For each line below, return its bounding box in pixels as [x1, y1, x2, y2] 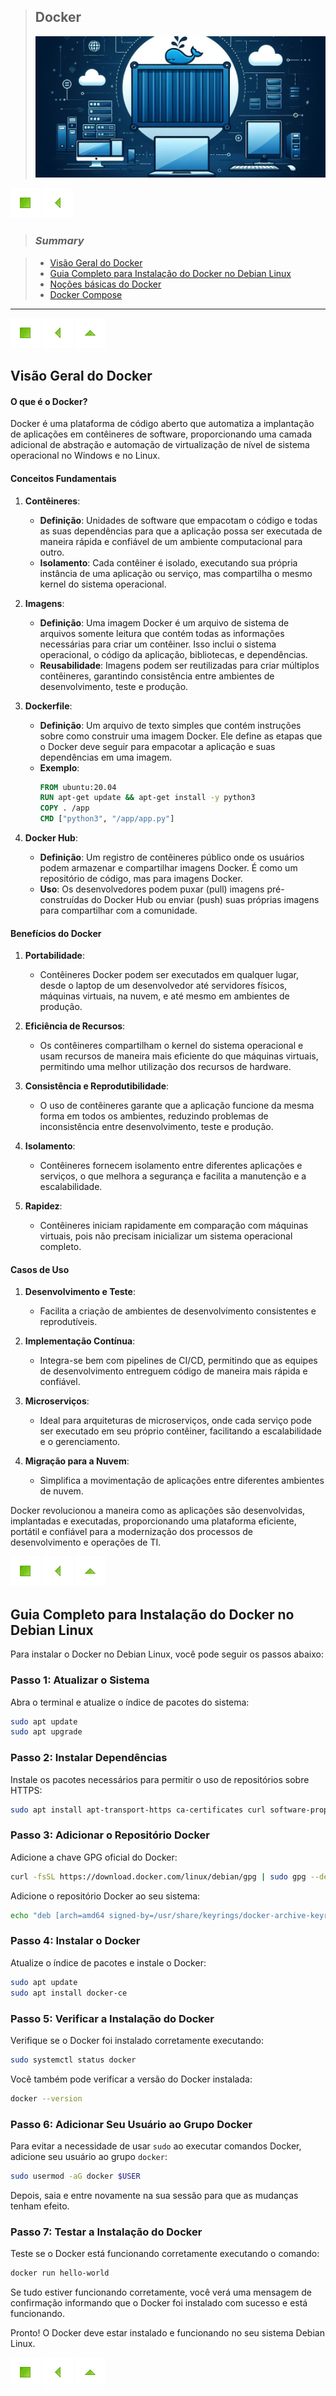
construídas [39, 894, 89, 906]
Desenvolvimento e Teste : [24, 1286, 136, 1298]
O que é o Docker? [10, 395, 88, 407]
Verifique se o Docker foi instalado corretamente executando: [10, 2034, 264, 2046]
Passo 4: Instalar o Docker [10, 1934, 141, 1948]
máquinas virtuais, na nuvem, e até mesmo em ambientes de [39, 990, 290, 1002]
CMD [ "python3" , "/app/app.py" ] [39, 814, 175, 824]
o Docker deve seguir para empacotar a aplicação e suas [39, 740, 276, 752]
